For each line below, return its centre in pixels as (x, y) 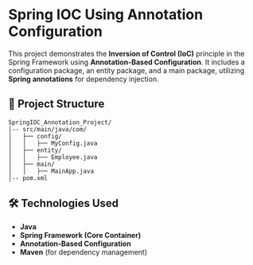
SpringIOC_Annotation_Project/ (60, 122)
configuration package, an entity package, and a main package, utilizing (127, 70)
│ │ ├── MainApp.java (51, 171)
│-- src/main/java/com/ (48, 129)
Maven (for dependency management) (84, 251)
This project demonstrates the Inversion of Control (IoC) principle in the (127, 53)
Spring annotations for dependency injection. (84, 79)
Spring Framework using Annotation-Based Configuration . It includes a (127, 62)
